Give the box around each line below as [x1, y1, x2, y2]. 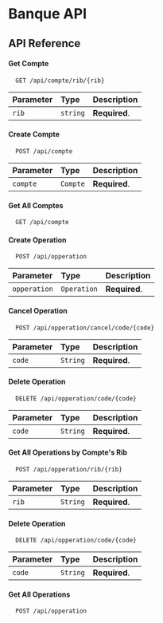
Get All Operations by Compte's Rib [8, 448, 128, 457]
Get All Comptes [8, 200, 64, 210]
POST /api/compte [15, 147, 73, 156]
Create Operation [8, 235, 67, 244]
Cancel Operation [8, 306, 68, 315]
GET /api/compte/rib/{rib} [15, 77, 105, 85]
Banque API [8, 5, 87, 23]
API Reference [8, 37, 81, 50]
